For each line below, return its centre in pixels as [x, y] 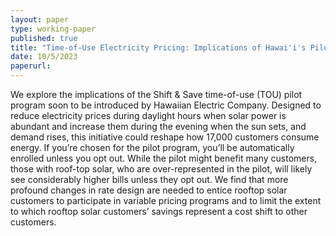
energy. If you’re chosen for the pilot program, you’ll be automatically [152, 147]
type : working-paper [53, 29]
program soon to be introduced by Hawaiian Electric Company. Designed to [166, 105]
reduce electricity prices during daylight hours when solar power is [148, 115]
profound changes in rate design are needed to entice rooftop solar [149, 190]
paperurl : [31, 66]
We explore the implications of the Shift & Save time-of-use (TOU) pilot [156, 94]
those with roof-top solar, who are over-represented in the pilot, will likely [161, 169]
